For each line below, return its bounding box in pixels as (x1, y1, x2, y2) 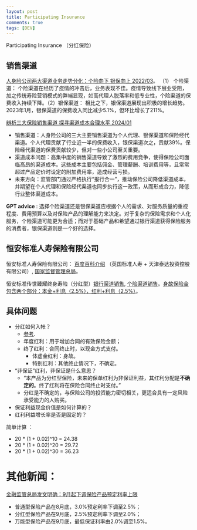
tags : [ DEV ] (6, 25, 35, 31)
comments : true (6, 19, 43, 25)
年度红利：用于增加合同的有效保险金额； (23, 337, 121, 345)
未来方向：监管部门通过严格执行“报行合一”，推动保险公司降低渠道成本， (14, 175, 189, 183)
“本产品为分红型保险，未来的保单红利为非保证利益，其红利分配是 (23, 374, 180, 382)
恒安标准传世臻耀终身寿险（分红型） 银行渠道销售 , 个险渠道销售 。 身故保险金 (6, 280, 189, 287)
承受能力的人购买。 (23, 396, 70, 403)
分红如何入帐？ (14, 323, 51, 330)
